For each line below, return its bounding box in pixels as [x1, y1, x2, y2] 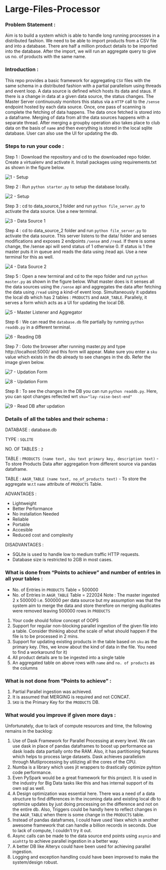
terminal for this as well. [5, 254, 54, 260]
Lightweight [12, 501, 37, 507]
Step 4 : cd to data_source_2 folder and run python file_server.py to [5, 228, 147, 234]
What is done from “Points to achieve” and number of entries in [5, 569, 161, 576]
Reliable [12, 516, 29, 522]
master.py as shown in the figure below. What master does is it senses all [5, 278, 155, 284]
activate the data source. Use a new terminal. [5, 208, 98, 214]
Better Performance [12, 506, 53, 512]
